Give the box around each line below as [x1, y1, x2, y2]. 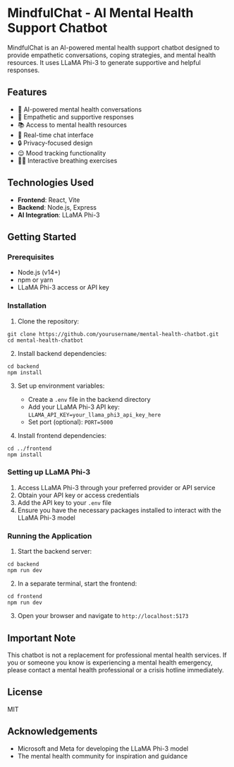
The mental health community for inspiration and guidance [17, 751, 188, 760]
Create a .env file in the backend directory [27, 395, 151, 403]
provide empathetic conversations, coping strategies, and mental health [7, 51, 216, 59]
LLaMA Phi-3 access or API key [17, 283, 109, 292]
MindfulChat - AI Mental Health [7, 5, 194, 21]
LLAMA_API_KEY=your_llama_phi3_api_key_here [27, 411, 161, 418]
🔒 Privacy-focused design [17, 138, 93, 147]
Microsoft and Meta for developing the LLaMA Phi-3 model [17, 744, 189, 753]
